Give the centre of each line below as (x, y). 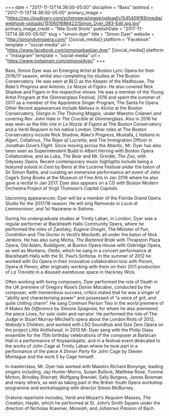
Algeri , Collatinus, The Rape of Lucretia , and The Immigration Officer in (79, 140)
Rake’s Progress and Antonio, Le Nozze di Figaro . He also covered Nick (79, 87)
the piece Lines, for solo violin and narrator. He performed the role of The (81, 314)
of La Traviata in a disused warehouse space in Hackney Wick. (71, 272)
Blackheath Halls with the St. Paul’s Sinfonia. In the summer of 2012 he (78, 256)
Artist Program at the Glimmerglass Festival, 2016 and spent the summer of (83, 97)
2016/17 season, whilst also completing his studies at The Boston (72, 76)
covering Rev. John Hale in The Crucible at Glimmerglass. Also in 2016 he (81, 119)
